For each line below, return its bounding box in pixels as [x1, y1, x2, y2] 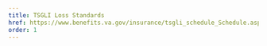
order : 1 [8, 26, 37, 34]
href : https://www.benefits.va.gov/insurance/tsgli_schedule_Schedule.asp [8, 19, 261, 27]
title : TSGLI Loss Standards [8, 11, 105, 19]
